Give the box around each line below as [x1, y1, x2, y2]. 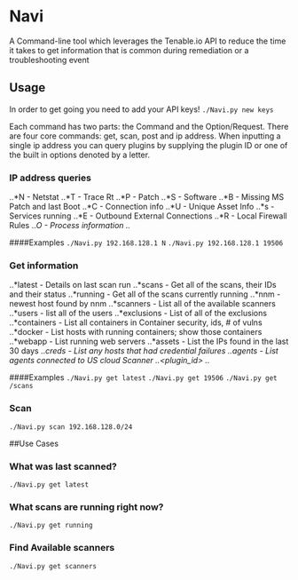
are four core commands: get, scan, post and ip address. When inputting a [9, 131, 281, 141]
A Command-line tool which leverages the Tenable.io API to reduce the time [9, 36, 286, 46]
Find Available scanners [9, 542, 115, 554]
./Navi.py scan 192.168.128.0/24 [9, 422, 133, 432]
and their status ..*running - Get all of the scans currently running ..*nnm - [9, 289, 281, 299]
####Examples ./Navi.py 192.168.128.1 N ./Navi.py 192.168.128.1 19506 [9, 237, 284, 248]
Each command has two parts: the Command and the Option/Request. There [9, 121, 289, 131]
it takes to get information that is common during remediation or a [9, 44, 249, 55]
